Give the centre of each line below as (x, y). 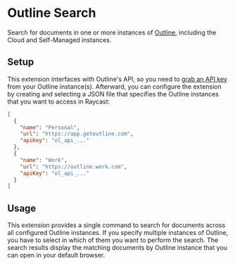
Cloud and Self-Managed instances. (59, 39)
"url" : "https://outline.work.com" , (74, 167)
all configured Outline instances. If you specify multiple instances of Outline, (118, 233)
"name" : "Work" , (44, 160)
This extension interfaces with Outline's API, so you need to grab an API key (117, 79)
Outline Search (52, 13)
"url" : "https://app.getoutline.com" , (77, 134)
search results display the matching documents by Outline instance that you (117, 248)
